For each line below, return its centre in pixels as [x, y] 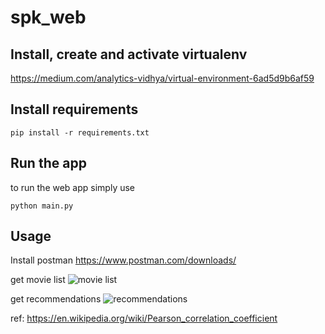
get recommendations [56, 299]
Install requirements [74, 109]
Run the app [48, 163]
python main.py [42, 206]
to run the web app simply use [73, 187]
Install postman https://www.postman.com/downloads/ [123, 260]
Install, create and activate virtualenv [129, 54]
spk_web [48, 17]
